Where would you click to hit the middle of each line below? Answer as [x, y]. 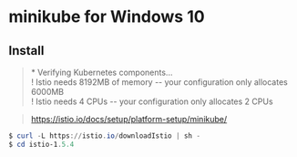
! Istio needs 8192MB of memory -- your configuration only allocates [159, 82]
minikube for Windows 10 [107, 17]
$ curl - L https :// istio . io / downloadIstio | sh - [105, 136]
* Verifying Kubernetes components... [102, 72]
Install [26, 51]
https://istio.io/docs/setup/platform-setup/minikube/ [129, 119]
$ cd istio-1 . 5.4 [41, 144]
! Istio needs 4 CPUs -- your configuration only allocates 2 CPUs [152, 101]
